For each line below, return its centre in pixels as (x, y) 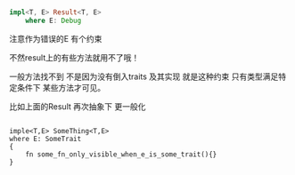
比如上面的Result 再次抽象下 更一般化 (78, 106)
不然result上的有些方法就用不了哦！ (74, 57)
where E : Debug (53, 20)
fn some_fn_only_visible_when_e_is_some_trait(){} (121, 154)
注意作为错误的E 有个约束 (56, 38)
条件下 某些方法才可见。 (61, 87)
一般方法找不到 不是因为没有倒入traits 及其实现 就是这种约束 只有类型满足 (144, 76)
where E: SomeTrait (45, 139)
